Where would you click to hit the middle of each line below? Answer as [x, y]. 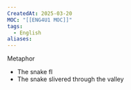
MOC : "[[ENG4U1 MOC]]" [40, 20]
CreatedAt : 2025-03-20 [40, 13]
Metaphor [21, 58]
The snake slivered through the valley [70, 79]
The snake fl [35, 72]
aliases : [20, 39]
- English [27, 33]
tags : [15, 26]
